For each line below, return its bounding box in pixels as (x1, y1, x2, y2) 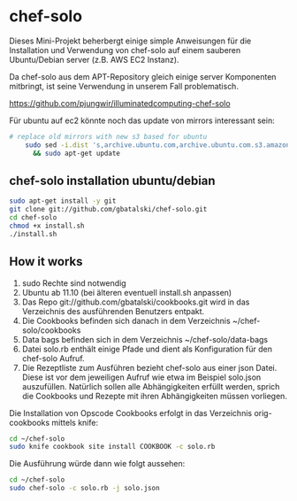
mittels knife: (51, 417, 99, 428)
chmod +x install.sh (9, 221, 86, 230)
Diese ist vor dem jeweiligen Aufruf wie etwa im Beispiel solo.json (21, 372, 262, 382)
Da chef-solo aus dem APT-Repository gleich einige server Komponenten (9, 71, 277, 81)
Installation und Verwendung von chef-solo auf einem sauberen (9, 44, 241, 55)
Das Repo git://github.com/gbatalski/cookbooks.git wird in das (21, 297, 250, 307)
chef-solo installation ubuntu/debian (9, 173, 216, 188)
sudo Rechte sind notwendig (21, 277, 126, 289)
